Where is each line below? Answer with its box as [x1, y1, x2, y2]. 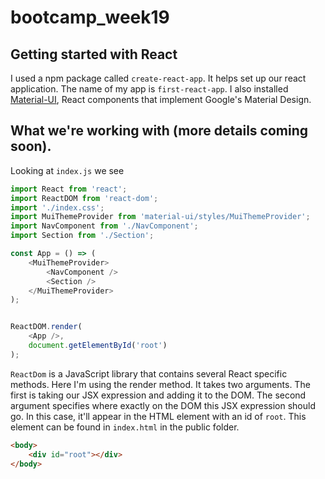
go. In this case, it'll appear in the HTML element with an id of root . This [10, 410, 307, 422]
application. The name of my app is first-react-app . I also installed [10, 83, 289, 95]
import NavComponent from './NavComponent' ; [10, 221, 199, 231]
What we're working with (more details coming [10, 122, 308, 140]
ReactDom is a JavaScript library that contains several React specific [10, 367, 288, 380]
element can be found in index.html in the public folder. [10, 421, 240, 433]
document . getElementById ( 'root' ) [28, 341, 168, 351]
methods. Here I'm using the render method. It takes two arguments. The [10, 378, 311, 390]
